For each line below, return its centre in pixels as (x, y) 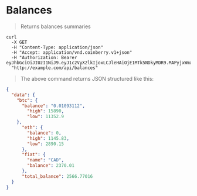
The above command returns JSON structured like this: (87, 78)
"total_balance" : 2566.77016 (57, 176)
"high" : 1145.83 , (48, 138)
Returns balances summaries (55, 26)
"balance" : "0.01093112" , (53, 106)
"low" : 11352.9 (46, 117)
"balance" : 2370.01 (51, 166)
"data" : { (23, 95)
